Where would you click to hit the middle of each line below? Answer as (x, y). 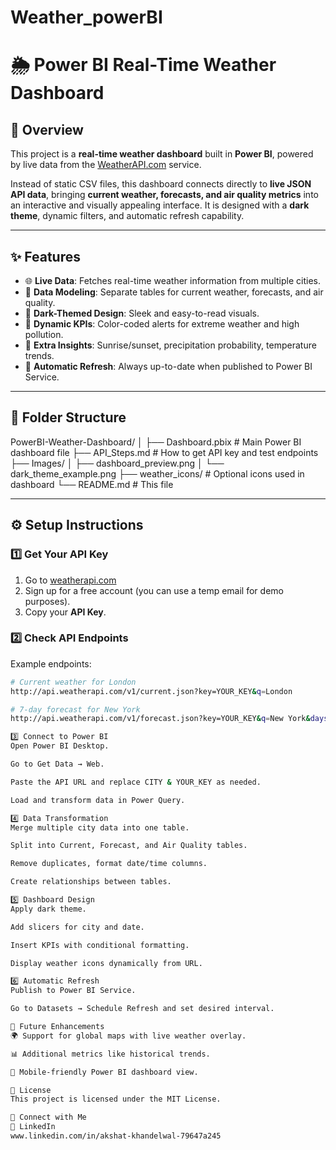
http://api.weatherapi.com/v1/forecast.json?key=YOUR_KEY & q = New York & (160, 719)
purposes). (47, 601)
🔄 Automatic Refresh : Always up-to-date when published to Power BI (168, 366)
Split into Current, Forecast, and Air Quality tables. (129, 846)
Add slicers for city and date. (77, 927)
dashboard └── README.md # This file (92, 484)
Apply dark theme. (48, 909)
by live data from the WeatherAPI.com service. (106, 165)
